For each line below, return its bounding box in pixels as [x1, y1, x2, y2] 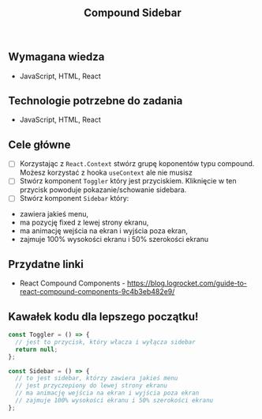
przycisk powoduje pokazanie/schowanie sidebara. [19, 185, 187, 194]
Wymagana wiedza [8, 51, 105, 64]
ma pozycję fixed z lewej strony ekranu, [19, 217, 149, 228]
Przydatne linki [8, 257, 84, 271]
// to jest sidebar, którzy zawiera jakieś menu [15, 375, 178, 383]
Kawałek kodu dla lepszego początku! [8, 310, 199, 323]
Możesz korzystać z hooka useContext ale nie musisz [19, 168, 193, 177]
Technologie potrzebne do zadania [8, 94, 183, 108]
